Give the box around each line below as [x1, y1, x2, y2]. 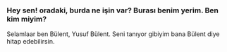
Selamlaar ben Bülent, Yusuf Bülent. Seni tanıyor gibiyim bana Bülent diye [6, 30, 220, 38]
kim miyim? [6, 14, 47, 24]
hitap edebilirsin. [6, 37, 55, 46]
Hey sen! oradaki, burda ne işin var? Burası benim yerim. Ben [6, 6, 219, 15]
